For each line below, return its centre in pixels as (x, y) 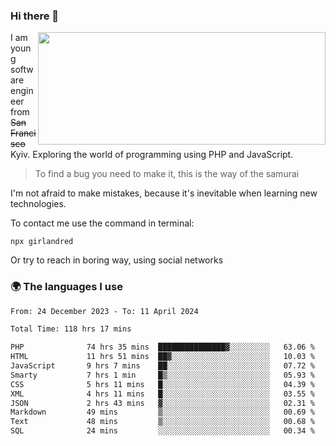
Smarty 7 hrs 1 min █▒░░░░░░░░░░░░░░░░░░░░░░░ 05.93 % (162, 375)
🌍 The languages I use (66, 287)
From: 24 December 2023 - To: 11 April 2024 (104, 311)
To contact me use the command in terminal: (102, 223)
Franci (23, 133)
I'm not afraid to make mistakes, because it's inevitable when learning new (164, 193)
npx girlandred (42, 242)
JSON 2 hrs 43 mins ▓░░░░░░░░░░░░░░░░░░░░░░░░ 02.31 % (162, 403)
